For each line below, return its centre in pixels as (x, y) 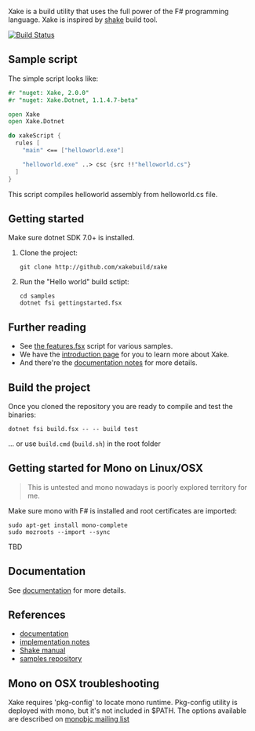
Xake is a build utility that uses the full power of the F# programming (118, 11)
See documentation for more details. (67, 590)
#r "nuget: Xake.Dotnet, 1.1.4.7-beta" (73, 100)
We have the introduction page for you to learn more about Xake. (124, 355)
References (37, 615)
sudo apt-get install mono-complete (68, 525)
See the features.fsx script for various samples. (96, 346)
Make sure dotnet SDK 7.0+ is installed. (71, 238)
